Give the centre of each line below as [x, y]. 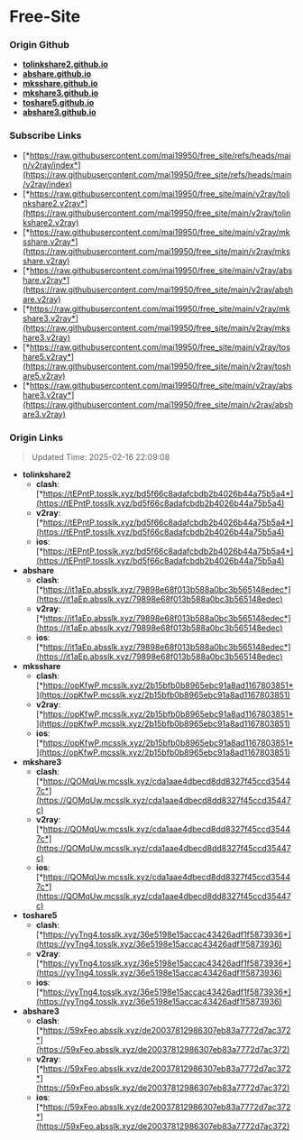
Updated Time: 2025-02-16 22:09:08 [101, 457]
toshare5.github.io [58, 103]
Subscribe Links [46, 135]
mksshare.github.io [60, 84]
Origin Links [37, 437]
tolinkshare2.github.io [65, 64]
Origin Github [40, 45]
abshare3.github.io [59, 112]
